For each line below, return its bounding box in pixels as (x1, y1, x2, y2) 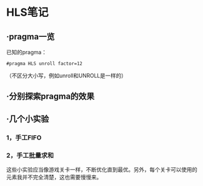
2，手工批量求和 (6, 151, 54, 159)
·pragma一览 (6, 31, 55, 42)
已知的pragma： (6, 49, 47, 56)
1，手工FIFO (6, 133, 42, 142)
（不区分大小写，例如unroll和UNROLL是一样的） (6, 72, 127, 79)
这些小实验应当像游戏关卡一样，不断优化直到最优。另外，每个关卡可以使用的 (6, 166, 198, 173)
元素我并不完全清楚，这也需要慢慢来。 (6, 173, 102, 181)
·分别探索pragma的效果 (6, 91, 95, 101)
